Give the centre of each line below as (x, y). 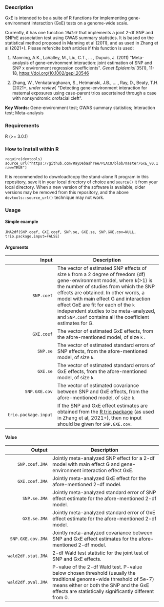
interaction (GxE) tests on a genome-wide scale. (80, 23)
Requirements (22, 126)
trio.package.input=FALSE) (32, 237)
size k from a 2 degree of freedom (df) (101, 274)
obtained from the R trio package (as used (106, 412)
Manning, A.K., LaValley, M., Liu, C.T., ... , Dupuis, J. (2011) (70, 58)
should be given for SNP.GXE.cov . (94, 424)
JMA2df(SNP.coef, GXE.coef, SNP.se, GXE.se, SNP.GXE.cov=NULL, (71, 232)
